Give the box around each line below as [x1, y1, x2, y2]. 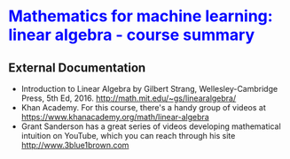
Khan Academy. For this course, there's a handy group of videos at [20, 102, 267, 112]
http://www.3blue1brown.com [20, 140, 129, 150]
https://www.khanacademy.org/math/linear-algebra [20, 112, 209, 122]
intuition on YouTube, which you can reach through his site [20, 131, 236, 140]
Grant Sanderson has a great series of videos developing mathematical [20, 121, 281, 132]
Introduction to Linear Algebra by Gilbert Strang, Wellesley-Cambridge [20, 84, 278, 94]
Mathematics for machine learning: [8, 6, 273, 26]
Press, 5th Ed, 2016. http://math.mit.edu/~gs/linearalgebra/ [20, 93, 237, 103]
